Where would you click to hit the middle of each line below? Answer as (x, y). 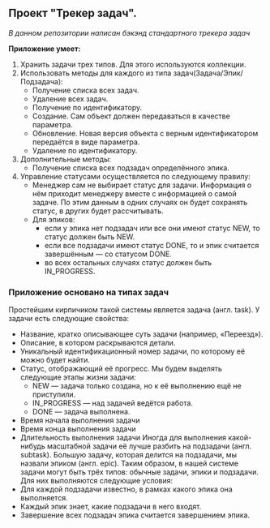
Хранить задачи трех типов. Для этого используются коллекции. (133, 64)
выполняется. (44, 498)
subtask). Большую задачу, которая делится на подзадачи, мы (129, 455)
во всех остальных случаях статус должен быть (128, 262)
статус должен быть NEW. (90, 236)
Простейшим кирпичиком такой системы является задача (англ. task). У (134, 310)
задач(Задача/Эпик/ (208, 73)
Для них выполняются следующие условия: (96, 481)
